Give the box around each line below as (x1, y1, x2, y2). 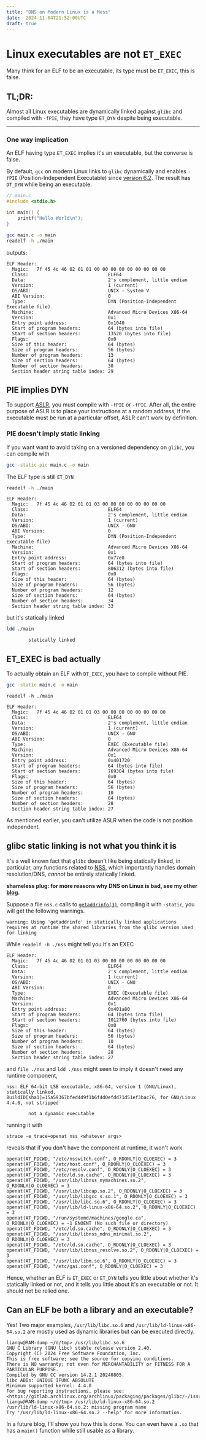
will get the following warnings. (6, 907, 85, 914)
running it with (6, 1121, 43, 1129)
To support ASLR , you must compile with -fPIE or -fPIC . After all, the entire (6, 401, 196, 408)
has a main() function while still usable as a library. (6, 1426, 134, 1434)
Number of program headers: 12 (12, 587, 114, 593)
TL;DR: (6, 91, 34, 102)
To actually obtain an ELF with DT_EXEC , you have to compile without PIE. (6, 670, 188, 677)
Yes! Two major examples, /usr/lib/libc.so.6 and (6, 1321, 135, 1328)
